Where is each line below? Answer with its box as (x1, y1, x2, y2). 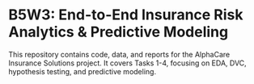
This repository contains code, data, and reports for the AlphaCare (8, 49, 231, 59)
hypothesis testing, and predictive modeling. (8, 66, 156, 76)
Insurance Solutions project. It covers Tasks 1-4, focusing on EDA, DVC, (8, 58, 247, 68)
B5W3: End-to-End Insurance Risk (8, 6, 244, 24)
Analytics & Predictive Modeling (8, 23, 229, 41)
